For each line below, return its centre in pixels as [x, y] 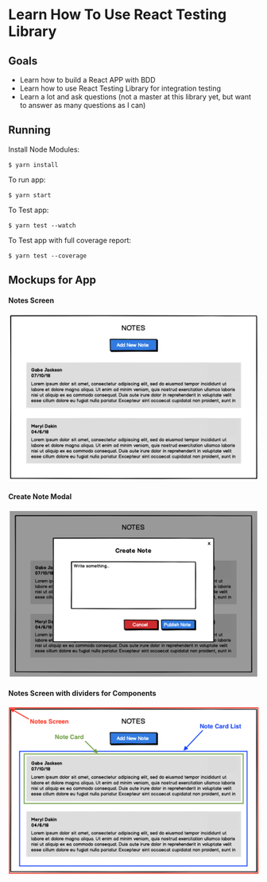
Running [30, 130]
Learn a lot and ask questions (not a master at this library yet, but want [135, 97]
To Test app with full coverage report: [70, 240]
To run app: [27, 180]
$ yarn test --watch [43, 225]
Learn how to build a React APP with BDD [88, 80]
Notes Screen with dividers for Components [82, 694]
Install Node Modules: [44, 149]
